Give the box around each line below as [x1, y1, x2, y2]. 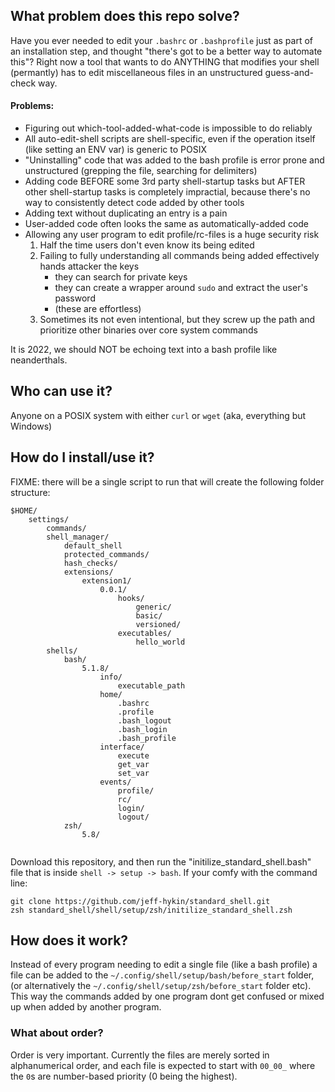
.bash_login [117, 724, 168, 734]
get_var [117, 759, 150, 769]
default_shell [63, 540, 123, 551]
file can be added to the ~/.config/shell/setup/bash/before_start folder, [10, 969, 315, 981]
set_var [117, 768, 150, 778]
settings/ [28, 514, 70, 524]
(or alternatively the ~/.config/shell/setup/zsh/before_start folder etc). [10, 980, 312, 992]
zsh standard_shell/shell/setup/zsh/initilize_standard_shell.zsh [10, 905, 293, 915]
